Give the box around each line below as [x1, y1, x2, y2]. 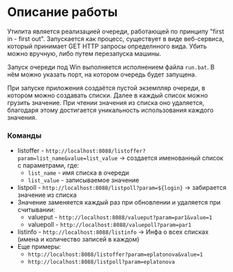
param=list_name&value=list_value [17, 155, 118, 162]
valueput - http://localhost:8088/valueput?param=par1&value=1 [27, 213, 213, 221]
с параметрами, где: [17, 161, 80, 170]
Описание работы [7, 4, 118, 20]
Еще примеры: [17, 243, 61, 251]
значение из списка [17, 191, 77, 199]
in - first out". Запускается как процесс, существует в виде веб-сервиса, [7, 34, 225, 42]
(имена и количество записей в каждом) [17, 235, 140, 243]
